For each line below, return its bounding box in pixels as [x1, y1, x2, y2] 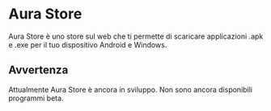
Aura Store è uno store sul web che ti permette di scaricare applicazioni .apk [8, 31, 264, 41]
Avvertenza [8, 64, 69, 77]
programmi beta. [8, 93, 64, 103]
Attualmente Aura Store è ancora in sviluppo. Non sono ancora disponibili [8, 84, 253, 94]
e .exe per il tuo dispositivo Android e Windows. [8, 39, 167, 49]
